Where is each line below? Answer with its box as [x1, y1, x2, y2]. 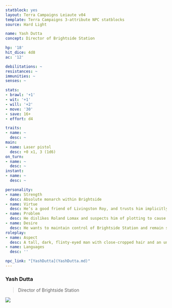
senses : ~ [5, 78, 27, 84]
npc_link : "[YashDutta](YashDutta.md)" [5, 259, 91, 264]
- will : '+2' [5, 102, 33, 107]
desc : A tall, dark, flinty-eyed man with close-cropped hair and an [10, 240, 161, 245]
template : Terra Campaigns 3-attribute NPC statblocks [5, 17, 125, 22]
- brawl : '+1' [5, 92, 36, 98]
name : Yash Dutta [5, 31, 42, 36]
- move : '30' [5, 106, 33, 112]
